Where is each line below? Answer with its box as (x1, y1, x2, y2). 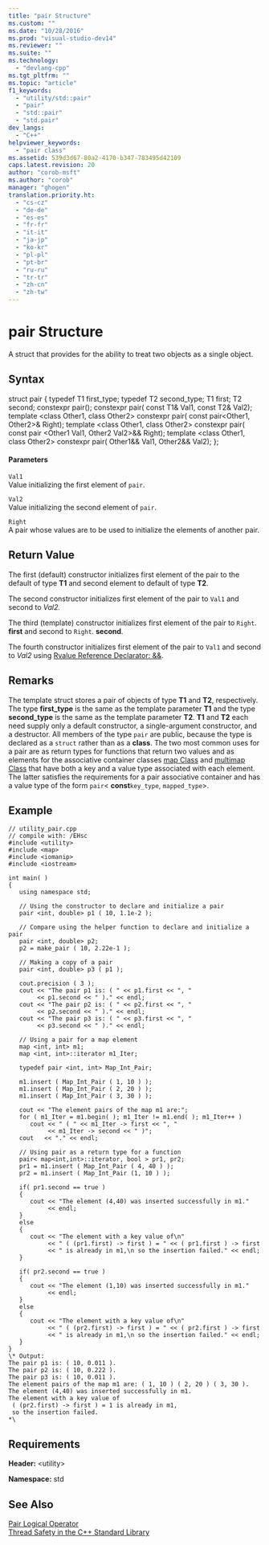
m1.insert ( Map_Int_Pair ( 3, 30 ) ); (18, 1092, 153, 1101)
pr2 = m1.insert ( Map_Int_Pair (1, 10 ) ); (18, 1170, 171, 1178)
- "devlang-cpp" (15, 64, 70, 72)
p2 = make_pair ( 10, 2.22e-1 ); (18, 945, 131, 953)
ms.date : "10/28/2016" (8, 27, 84, 35)
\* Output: (8, 1352, 45, 1360)
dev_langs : (8, 124, 45, 132)
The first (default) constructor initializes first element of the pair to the (8, 570, 240, 579)
